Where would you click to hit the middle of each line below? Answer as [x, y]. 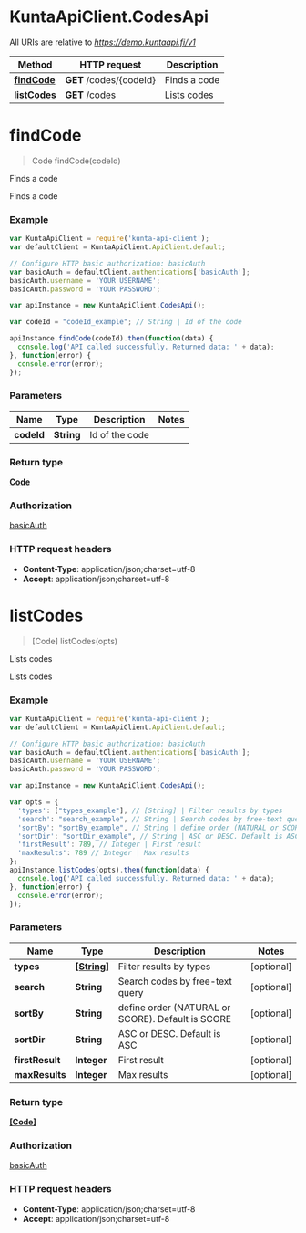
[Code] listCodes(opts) [75, 641]
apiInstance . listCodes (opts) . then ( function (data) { [109, 870]
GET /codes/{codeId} [111, 79]
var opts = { [34, 802]
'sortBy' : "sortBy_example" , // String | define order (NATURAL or [148, 828]
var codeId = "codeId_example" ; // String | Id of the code [126, 322]
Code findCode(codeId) [76, 161]
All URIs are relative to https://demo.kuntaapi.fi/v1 [102, 42]
